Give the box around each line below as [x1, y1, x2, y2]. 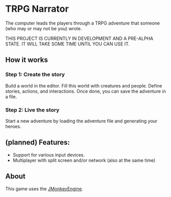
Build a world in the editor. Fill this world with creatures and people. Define [5, 82, 162, 89]
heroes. [5, 123, 22, 129]
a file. [5, 93, 17, 100]
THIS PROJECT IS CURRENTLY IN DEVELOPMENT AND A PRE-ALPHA [5, 35, 154, 41]
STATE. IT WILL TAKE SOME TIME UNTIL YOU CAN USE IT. [5, 40, 130, 47]
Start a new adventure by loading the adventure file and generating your [5, 118, 158, 124]
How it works [5, 56, 48, 64]
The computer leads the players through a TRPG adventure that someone [5, 20, 160, 26]
